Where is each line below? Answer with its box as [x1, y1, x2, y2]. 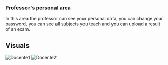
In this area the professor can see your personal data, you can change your [5, 16, 163, 22]
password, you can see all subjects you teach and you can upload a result [5, 21, 160, 27]
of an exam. [5, 26, 31, 32]
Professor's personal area [5, 4, 71, 11]
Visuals [5, 41, 30, 50]
